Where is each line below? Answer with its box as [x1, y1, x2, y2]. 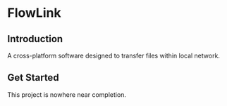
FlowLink [7, 5, 61, 21]
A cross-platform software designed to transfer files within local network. [7, 51, 221, 60]
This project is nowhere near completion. [7, 90, 127, 99]
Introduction [7, 33, 63, 45]
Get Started [7, 72, 59, 84]
